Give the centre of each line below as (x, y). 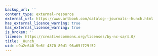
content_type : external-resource (39, 14)
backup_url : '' (21, 9)
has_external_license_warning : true (43, 28)
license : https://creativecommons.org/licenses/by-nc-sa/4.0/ (70, 37)
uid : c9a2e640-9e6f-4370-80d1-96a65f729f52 (51, 46)
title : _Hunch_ (21, 41)
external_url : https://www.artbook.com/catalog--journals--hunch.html (79, 19)
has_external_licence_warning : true (43, 23)
